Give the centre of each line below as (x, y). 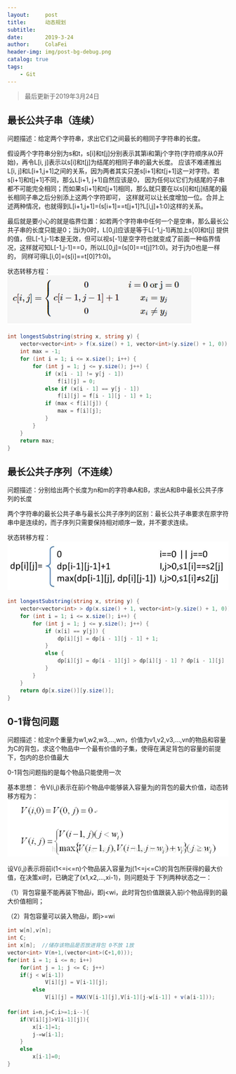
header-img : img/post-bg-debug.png (59, 52)
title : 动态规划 (37, 22)
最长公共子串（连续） (53, 121)
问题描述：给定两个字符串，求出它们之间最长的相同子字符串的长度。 (106, 139)
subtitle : (22, 30)
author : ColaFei (38, 45)
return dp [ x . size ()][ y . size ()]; (67, 690)
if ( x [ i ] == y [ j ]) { (75, 631)
